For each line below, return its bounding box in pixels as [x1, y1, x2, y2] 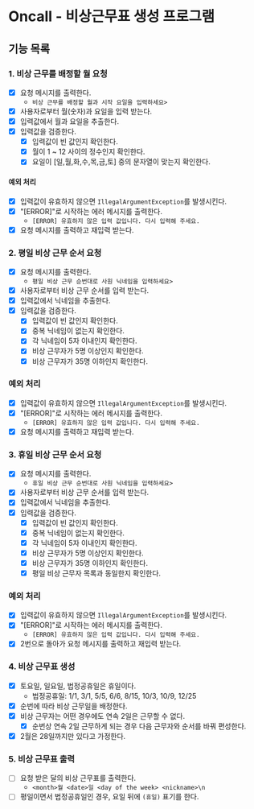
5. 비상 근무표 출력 [8, 753, 75, 765]
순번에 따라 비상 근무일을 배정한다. [19, 701, 128, 711]
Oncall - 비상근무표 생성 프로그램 [8, 7, 215, 26]
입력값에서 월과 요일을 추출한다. [19, 117, 119, 126]
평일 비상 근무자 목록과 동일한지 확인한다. [31, 568, 162, 578]
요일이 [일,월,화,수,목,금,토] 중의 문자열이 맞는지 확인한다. [31, 157, 211, 167]
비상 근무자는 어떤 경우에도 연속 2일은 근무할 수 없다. [19, 711, 186, 720]
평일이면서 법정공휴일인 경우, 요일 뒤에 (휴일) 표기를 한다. [19, 792, 199, 802]
